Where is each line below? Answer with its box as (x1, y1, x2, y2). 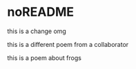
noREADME (7, 4, 75, 20)
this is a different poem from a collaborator (7, 40, 129, 48)
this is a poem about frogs (7, 53, 81, 62)
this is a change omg (7, 27, 67, 35)
